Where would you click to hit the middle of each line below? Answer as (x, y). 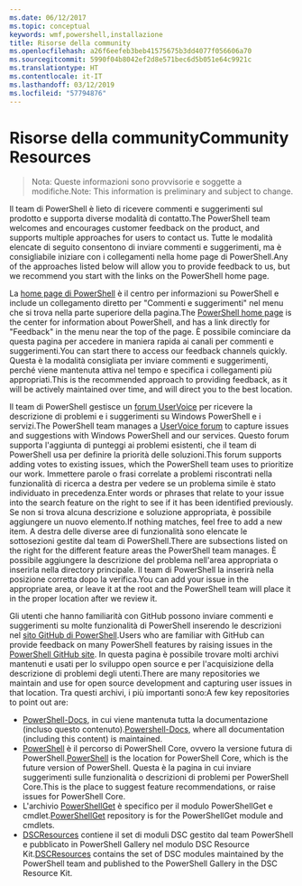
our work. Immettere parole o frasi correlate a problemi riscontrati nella (141, 474)
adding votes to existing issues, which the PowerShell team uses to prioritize (151, 465)
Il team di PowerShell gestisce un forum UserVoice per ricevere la (131, 407)
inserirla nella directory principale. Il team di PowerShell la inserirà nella (142, 570)
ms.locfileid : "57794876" (58, 93)
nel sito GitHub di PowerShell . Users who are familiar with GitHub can (137, 635)
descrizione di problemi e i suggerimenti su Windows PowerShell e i (135, 417)
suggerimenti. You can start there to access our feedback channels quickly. (148, 351)
